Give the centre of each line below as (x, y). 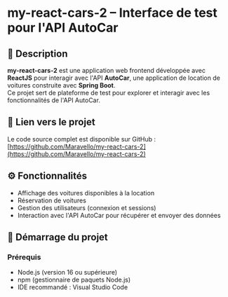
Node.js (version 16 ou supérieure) (67, 272)
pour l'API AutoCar (63, 28)
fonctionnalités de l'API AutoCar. (54, 100)
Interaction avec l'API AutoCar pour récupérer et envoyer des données (119, 215)
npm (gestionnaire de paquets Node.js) (74, 280)
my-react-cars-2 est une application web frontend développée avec (106, 70)
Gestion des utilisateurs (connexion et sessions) (87, 207)
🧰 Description (38, 54)
